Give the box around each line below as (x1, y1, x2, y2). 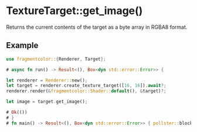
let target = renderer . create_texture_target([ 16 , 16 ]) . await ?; (6, 83, 167, 89)
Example (6, 40, 39, 50)
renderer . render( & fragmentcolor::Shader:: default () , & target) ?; (6, 88, 167, 94)
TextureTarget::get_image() (6, 4, 143, 18)
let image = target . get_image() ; (6, 99, 88, 105)
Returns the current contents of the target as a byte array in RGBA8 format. (6, 23, 188, 31)
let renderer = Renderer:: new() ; (6, 77, 88, 83)
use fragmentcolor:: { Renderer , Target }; (6, 56, 107, 62)
